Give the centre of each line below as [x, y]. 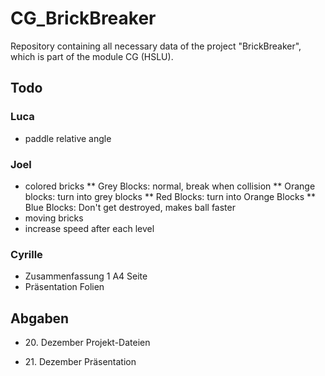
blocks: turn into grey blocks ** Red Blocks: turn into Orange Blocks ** [170, 196]
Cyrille [26, 254]
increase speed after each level [89, 228]
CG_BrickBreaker [83, 18]
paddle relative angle [68, 138]
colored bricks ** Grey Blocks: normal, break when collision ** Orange [170, 186]
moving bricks [54, 218]
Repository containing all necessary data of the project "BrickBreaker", [156, 46]
